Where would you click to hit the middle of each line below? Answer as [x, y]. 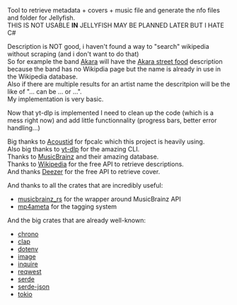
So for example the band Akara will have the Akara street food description [115, 62]
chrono [28, 234]
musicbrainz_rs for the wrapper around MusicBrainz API [99, 199]
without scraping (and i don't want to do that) [73, 54]
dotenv [28, 249]
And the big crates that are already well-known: [77, 220]
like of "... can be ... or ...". [45, 92]
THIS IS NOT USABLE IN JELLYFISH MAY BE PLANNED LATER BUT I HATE [116, 25]
